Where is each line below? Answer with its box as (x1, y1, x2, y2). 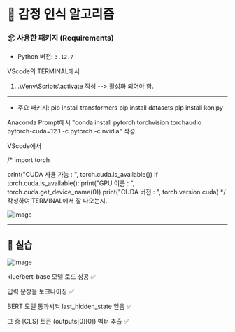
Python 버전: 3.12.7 (17, 52, 73, 61)
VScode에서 (7, 142, 42, 150)
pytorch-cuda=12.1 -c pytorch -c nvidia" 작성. (7, 127, 138, 136)
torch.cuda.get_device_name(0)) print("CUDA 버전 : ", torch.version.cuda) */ (7, 188, 226, 196)
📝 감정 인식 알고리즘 (7, 6, 115, 22)
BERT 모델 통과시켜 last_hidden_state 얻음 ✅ (7, 302, 132, 311)
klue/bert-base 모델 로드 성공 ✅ (7, 273, 97, 281)
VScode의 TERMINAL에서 (7, 67, 80, 75)
